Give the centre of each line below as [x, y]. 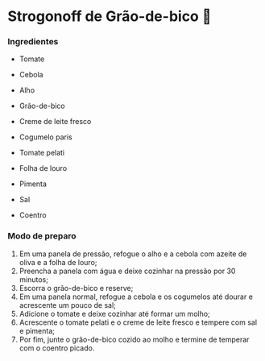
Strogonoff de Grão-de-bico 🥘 [110, 17]
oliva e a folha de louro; [58, 262]
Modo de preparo [42, 236]
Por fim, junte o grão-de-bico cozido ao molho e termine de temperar [134, 339]
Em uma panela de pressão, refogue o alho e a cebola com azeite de [133, 254]
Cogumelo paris [46, 137]
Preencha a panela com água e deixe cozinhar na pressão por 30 [127, 271]
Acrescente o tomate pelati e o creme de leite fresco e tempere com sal [138, 322]
